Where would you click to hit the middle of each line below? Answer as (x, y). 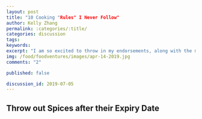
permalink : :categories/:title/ (47, 29)
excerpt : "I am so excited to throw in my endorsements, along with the (99, 51)
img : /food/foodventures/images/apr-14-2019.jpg (68, 56)
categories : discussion (36, 34)
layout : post (23, 12)
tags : (13, 40)
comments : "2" (24, 62)
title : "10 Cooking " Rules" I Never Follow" (63, 17)
